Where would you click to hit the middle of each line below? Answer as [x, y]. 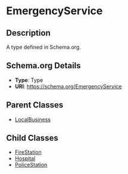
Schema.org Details [44, 66]
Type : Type [29, 80]
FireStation [28, 152]
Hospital [25, 159]
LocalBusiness [32, 119]
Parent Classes [35, 105]
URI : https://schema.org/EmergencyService [68, 86]
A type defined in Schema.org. [44, 47]
